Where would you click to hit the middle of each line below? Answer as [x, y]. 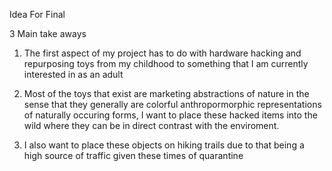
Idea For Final [37, 14]
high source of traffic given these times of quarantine [133, 155]
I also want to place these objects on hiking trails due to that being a [164, 145]
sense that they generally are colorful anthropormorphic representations [172, 104]
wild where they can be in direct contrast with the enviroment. [151, 125]
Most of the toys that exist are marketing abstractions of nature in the [166, 93]
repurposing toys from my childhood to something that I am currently [166, 63]
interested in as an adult [73, 74]
